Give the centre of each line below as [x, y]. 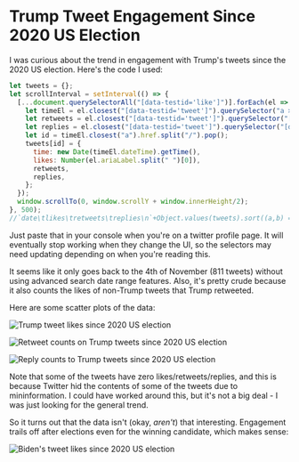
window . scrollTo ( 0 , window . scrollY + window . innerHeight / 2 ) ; [133, 202]
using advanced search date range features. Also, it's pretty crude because [148, 280]
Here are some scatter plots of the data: [82, 307]
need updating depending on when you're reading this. [110, 254]
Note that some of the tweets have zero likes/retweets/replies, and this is [143, 377]
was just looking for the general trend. [79, 405]
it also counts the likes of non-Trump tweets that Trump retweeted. [132, 290]
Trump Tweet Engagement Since [133, 16]
